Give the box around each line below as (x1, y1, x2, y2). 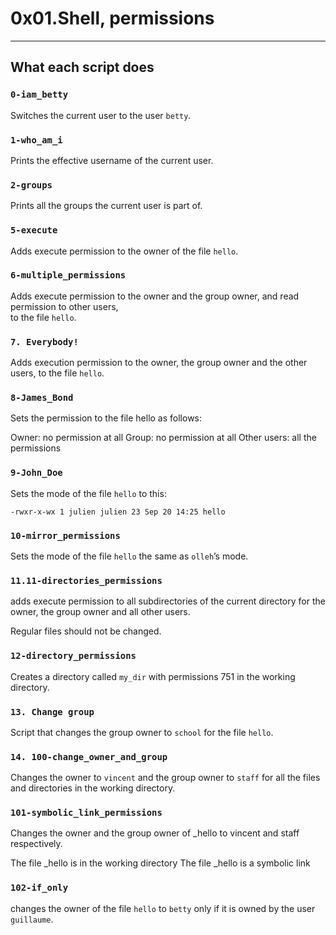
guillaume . (10, 913, 54, 925)
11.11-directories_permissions (10, 575, 163, 586)
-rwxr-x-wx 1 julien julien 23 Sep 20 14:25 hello (10, 507, 226, 517)
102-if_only (10, 882, 69, 894)
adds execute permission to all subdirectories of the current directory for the (10, 595, 326, 607)
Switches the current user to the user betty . (10, 109, 192, 121)
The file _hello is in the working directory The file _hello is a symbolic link (10, 857, 311, 869)
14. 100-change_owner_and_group (10, 751, 168, 762)
